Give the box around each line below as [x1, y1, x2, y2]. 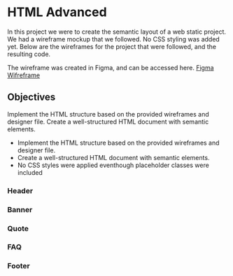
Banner [7, 204, 33, 214]
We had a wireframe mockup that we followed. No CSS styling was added [7, 34, 220, 43]
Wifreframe [7, 71, 41, 79]
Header [7, 185, 34, 195]
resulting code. [7, 50, 51, 58]
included [17, 168, 43, 176]
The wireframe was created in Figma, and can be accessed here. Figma [7, 63, 215, 72]
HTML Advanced [7, 4, 107, 20]
